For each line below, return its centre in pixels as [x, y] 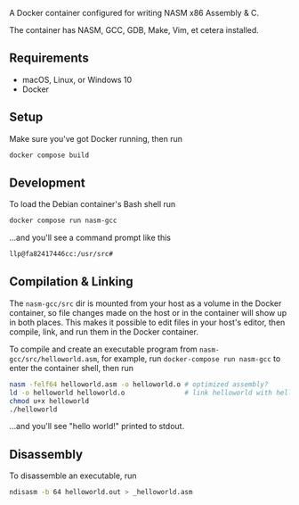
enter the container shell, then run [72, 368]
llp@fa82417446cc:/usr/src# [61, 254]
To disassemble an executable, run [73, 476]
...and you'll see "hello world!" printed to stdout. [97, 426]
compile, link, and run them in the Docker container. [104, 331]
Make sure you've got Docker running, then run [96, 138]
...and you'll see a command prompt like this [90, 238]
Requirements [49, 58]
